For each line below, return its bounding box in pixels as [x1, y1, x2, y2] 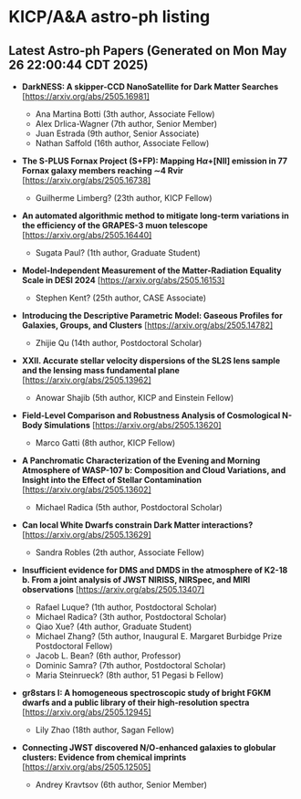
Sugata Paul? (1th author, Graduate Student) [35, 247, 202, 258]
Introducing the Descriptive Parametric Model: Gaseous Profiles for [21, 310, 284, 321]
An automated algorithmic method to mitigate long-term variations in [21, 210, 289, 221]
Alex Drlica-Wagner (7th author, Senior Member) [35, 119, 218, 129]
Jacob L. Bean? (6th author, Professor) [35, 650, 182, 661]
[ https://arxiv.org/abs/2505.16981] [21, 91, 150, 101]
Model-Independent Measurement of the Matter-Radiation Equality [21, 265, 282, 276]
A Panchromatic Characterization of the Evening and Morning [21, 455, 261, 466]
